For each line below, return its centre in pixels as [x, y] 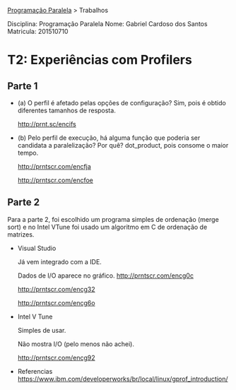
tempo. [28, 153]
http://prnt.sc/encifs [47, 124]
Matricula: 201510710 [38, 31]
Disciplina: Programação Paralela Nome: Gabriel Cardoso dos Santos [107, 24]
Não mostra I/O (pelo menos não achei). [76, 344]
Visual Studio [37, 248]
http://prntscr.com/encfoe [55, 180]
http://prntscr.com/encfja [54, 166]
